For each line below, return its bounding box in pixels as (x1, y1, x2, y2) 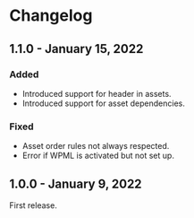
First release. (9, 199, 58, 211)
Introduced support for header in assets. (21, 88, 172, 99)
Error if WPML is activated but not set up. (21, 150, 174, 161)
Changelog (9, 5, 93, 26)
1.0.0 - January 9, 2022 (9, 176, 142, 191)
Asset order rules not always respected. (21, 141, 170, 152)
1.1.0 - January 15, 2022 (9, 41, 144, 57)
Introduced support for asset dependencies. (21, 98, 185, 109)
